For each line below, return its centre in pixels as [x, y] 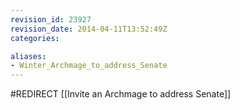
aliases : [28, 56]
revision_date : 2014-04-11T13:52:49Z [89, 29]
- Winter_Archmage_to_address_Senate [89, 66]
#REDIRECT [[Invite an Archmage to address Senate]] [121, 94]
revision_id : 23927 [51, 19]
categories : [35, 38]
